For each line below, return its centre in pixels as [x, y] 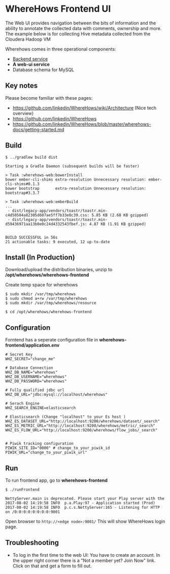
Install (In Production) [40, 257]
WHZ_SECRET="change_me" [30, 359]
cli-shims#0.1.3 [22, 184]
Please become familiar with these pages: [49, 98]
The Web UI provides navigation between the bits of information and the [81, 23]
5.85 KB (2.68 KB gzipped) [120, 215]
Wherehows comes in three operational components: [61, 49]
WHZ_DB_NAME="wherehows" [31, 372]
